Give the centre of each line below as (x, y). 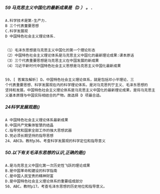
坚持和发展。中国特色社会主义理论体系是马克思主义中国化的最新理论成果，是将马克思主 (80, 90)
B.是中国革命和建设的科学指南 (31, 171)
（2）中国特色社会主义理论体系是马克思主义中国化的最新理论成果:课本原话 (70, 55)
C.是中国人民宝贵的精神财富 (30, 176)
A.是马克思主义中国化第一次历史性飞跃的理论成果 (48, 165)
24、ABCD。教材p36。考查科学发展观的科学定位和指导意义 (55, 141)
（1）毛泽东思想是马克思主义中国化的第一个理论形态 (50, 50)
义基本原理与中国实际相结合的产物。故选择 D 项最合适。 (54, 95)
